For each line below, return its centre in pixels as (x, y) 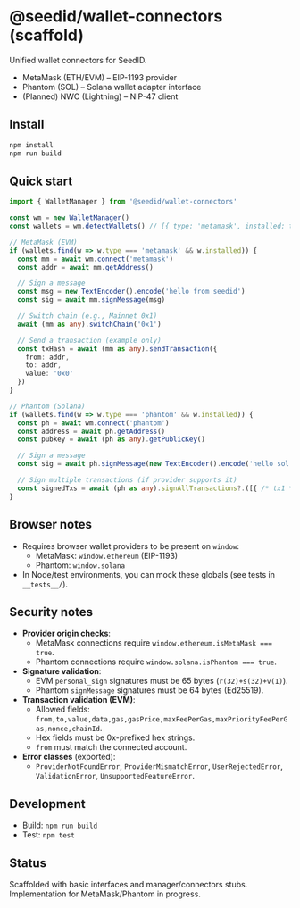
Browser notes (50, 525)
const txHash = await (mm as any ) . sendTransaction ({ (117, 349)
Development (48, 804)
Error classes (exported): (69, 757)
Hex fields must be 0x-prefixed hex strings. (115, 737)
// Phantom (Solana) (48, 406)
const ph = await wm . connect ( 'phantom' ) (93, 423)
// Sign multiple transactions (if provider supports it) (128, 480)
